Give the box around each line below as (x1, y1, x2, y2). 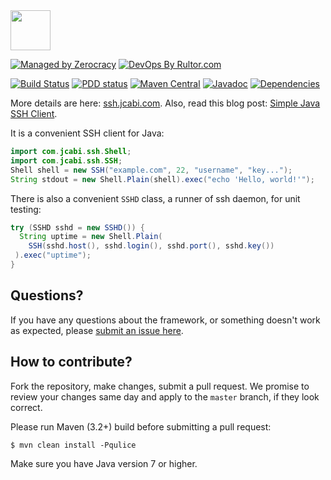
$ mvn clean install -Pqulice (10, 440, 137, 450)
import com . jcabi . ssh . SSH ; (10, 155, 123, 166)
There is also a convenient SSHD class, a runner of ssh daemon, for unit (10, 192, 301, 204)
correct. (10, 401, 43, 413)
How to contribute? (10, 354, 133, 371)
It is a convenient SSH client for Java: (10, 127, 165, 139)
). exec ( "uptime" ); (14, 250, 92, 261)
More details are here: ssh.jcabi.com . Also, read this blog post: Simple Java (10, 97, 321, 109)
